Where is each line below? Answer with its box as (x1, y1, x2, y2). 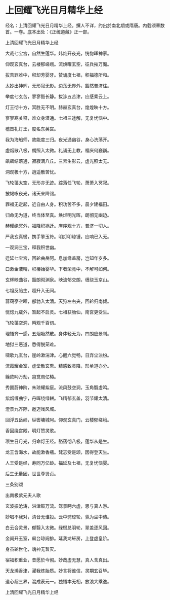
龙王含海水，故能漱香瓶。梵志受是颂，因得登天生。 (5, 449, 112, 455)
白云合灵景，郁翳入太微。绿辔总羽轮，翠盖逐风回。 (5, 524, 112, 531)
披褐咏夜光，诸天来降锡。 (5, 190, 59, 196)
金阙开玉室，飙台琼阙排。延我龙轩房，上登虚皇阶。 (5, 535, 112, 541)
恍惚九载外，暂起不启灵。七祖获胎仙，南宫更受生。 (5, 309, 112, 315)
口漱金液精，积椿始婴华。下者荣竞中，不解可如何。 (5, 266, 112, 272)
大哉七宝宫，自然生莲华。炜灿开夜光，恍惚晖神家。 (5, 50, 112, 56)
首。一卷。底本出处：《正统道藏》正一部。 (5, 28, 92, 34)
